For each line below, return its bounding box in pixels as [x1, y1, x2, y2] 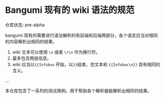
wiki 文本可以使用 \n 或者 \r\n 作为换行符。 [12, 49, 100, 55]
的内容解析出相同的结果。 [5, 38, 57, 45]
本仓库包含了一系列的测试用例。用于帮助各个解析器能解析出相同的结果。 [5, 88, 152, 94]
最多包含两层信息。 [12, 55, 52, 61]
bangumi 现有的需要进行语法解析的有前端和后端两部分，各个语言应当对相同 [5, 32, 158, 38]
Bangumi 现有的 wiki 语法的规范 [5, 4, 134, 16]
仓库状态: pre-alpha [5, 22, 45, 28]
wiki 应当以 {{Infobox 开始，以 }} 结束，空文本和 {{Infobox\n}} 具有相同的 [12, 61, 161, 67]
